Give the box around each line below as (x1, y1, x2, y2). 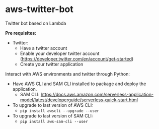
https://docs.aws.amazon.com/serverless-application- (40, 91, 154, 97)
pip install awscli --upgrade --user (20, 108, 100, 113)
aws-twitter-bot (5, 4, 74, 15)
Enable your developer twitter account (20, 50, 100, 56)
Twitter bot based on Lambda (5, 20, 66, 26)
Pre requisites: (5, 30, 37, 36)
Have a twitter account (20, 45, 67, 51)
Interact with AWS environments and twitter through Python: (5, 71, 130, 77)
